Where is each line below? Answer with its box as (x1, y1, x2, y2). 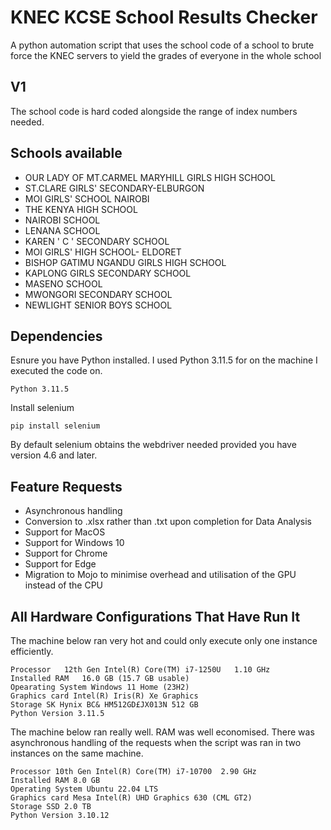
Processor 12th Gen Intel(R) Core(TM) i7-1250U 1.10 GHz (10, 665, 271, 675)
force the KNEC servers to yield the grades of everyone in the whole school (10, 49, 322, 61)
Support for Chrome (24, 547, 108, 560)
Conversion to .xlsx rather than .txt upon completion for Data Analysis (24, 516, 312, 528)
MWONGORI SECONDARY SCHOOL (24, 288, 173, 300)
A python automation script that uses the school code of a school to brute (10, 39, 315, 51)
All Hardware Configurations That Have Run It (10, 608, 301, 625)
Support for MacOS (24, 526, 106, 538)
